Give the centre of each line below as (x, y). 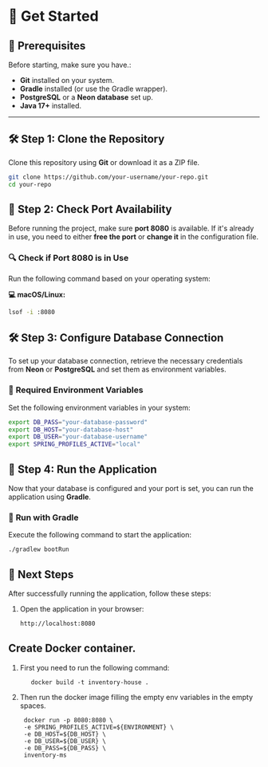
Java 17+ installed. (51, 106)
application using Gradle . (50, 497)
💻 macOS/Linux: (37, 294)
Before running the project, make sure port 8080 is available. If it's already (131, 228)
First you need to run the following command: (95, 667)
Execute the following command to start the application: (100, 535)
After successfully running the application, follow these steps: (110, 593)
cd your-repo (30, 184)
